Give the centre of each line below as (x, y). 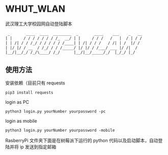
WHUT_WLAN (35, 9)
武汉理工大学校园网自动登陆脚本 (39, 24)
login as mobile (21, 121)
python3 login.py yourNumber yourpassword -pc (55, 112)
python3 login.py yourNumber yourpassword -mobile (60, 130)
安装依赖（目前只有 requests (35, 83)
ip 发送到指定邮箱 (38, 147)
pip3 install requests (29, 93)
